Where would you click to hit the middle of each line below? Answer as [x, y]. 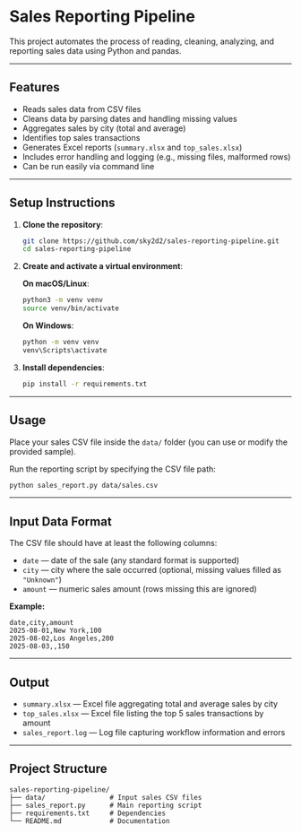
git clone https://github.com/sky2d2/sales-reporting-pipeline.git [150, 241]
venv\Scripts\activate [64, 350]
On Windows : [48, 325]
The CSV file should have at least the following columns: [113, 543]
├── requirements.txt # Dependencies [88, 813]
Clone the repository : [63, 224]
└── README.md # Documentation [90, 821]
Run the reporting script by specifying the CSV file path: [113, 469]
